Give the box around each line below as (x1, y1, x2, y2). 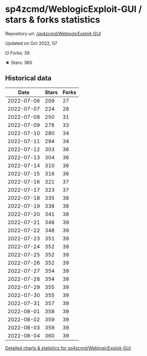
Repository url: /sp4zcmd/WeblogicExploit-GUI (5, 30, 101, 36)
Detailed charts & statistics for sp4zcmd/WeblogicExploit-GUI (5, 345, 131, 351)
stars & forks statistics (5, 14, 100, 25)
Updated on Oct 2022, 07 (5, 40, 58, 46)
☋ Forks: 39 (5, 50, 30, 56)
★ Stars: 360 (5, 59, 32, 65)
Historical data (5, 74, 52, 83)
